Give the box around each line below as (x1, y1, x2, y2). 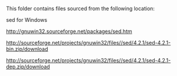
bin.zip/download (6, 45, 48, 52)
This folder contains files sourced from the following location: (6, 5, 155, 12)
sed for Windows (6, 16, 48, 23)
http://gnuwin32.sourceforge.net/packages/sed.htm (6, 28, 132, 35)
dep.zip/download (6, 63, 50, 70)
